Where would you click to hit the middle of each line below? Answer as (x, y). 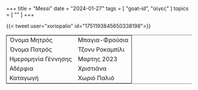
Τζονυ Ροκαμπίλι (101, 49)
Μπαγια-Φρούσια (103, 40)
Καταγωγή (24, 78)
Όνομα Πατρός (31, 49)
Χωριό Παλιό (96, 78)
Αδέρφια (22, 68)
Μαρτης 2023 (98, 59)
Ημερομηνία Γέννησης (41, 59)
